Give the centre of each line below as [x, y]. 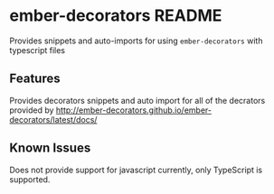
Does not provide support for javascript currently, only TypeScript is [136, 170]
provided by [32, 110]
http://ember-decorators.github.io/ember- [134, 110]
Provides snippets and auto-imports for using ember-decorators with [136, 41]
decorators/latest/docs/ [53, 119]
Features [35, 79]
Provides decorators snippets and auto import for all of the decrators [137, 100]
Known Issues [50, 148]
